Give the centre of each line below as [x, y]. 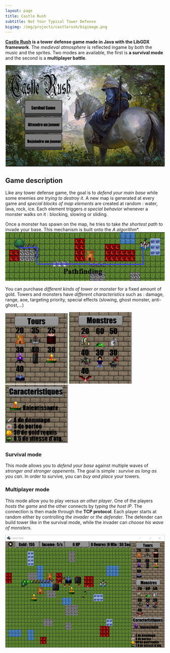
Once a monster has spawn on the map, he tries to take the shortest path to [84, 224]
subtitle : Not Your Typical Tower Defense [51, 21]
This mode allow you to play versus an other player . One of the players [79, 501]
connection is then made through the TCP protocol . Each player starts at [81, 511]
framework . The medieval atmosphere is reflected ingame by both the [79, 47]
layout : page [19, 11]
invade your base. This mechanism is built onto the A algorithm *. [73, 230]
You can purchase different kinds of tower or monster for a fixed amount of [83, 289]
